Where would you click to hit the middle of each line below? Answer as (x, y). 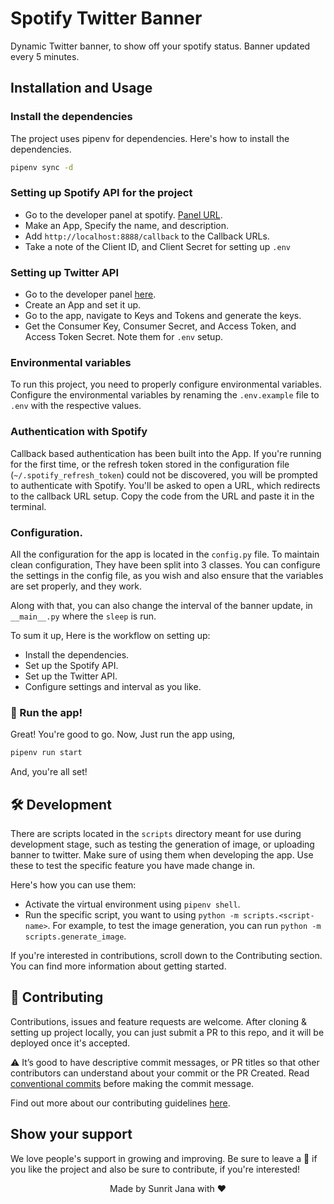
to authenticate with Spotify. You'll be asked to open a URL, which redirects (165, 485)
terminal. (28, 506)
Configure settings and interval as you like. (113, 686)
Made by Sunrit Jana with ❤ (168, 1188)
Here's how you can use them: (73, 884)
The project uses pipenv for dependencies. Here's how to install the (150, 138)
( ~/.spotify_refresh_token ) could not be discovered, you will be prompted (164, 474)
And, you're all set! (49, 772)
